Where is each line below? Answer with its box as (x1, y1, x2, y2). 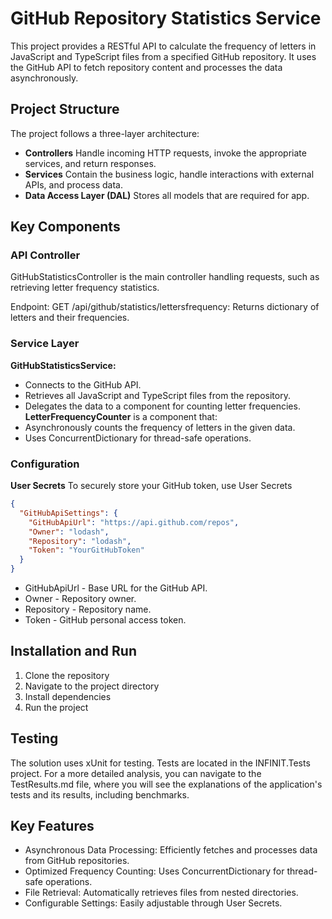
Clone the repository (24, 669, 110, 681)
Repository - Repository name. (24, 603, 152, 616)
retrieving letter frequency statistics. (10, 282, 160, 294)
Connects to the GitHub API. (24, 378, 142, 391)
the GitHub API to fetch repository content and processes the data (10, 61, 283, 73)
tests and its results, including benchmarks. (10, 788, 190, 801)
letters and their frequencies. (10, 312, 130, 324)
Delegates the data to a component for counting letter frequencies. (24, 400, 301, 412)
